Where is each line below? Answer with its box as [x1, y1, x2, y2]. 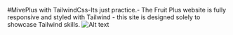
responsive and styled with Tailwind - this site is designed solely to [7, 13, 201, 21]
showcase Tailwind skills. [7, 21, 81, 28]
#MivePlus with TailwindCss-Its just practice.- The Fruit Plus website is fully [7, 6, 227, 14]
